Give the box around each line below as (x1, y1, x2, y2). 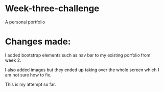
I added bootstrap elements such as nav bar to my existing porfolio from (5, 52, 151, 58)
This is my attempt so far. (5, 81, 56, 87)
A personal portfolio (5, 19, 45, 25)
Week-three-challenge (5, 3, 99, 14)
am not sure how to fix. (5, 72, 51, 78)
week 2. (5, 57, 21, 63)
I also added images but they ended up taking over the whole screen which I (5, 67, 159, 73)
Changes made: (5, 36, 71, 47)
